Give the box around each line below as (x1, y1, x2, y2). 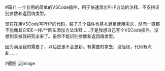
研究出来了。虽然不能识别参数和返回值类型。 (26, 34, 117, 39)
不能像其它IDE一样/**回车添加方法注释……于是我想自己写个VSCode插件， (5, 27, 154, 33)
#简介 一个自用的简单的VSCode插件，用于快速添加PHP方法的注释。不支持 (5, 4, 156, 10)
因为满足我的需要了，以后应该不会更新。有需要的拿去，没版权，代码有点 (5, 44, 152, 49)
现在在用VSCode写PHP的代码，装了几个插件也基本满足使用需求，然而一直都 (5, 21, 160, 27)
